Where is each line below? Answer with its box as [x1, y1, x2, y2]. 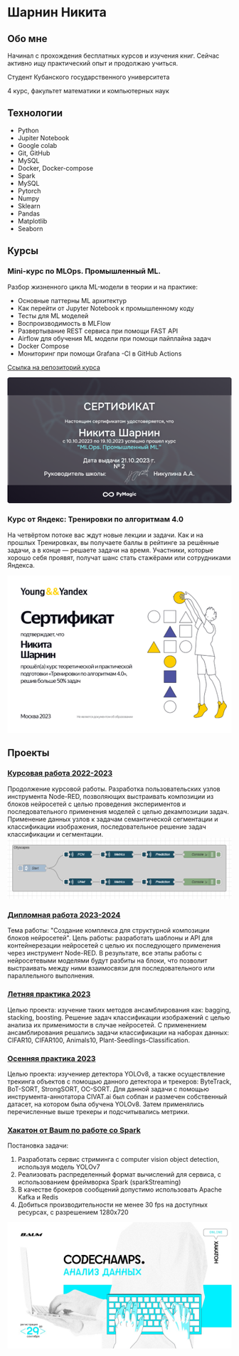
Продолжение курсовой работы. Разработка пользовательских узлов [7, 784, 221, 793]
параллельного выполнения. [7, 972, 95, 980]
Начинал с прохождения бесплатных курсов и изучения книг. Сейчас [7, 51, 220, 60]
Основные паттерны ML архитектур [17, 296, 127, 304]
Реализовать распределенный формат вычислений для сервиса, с [17, 1170, 222, 1179]
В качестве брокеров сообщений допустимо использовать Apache [17, 1185, 222, 1194]
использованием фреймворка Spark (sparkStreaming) [17, 1178, 181, 1187]
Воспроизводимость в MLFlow [17, 319, 112, 327]
